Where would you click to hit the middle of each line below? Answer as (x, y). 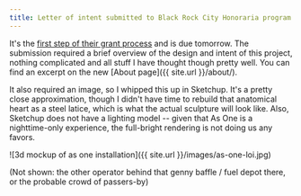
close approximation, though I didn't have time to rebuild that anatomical (143, 99)
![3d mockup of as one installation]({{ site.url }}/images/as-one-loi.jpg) (140, 155)
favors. (22, 137)
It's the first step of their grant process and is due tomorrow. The (129, 43)
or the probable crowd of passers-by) (79, 182)
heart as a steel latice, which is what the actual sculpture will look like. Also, (149, 108)
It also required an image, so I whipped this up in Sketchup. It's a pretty (141, 89)
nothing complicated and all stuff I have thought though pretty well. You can (150, 62)
